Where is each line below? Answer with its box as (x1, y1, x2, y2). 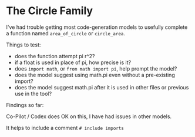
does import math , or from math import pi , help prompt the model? (14, 65, 177, 72)
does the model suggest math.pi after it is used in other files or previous (14, 83, 189, 91)
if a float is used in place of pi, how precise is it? (14, 59, 131, 66)
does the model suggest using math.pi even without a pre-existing (14, 71, 175, 78)
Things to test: (6, 41, 41, 48)
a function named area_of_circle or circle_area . (6, 29, 125, 36)
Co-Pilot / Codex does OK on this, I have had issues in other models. (6, 113, 172, 120)
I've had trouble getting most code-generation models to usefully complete (6, 24, 188, 31)
